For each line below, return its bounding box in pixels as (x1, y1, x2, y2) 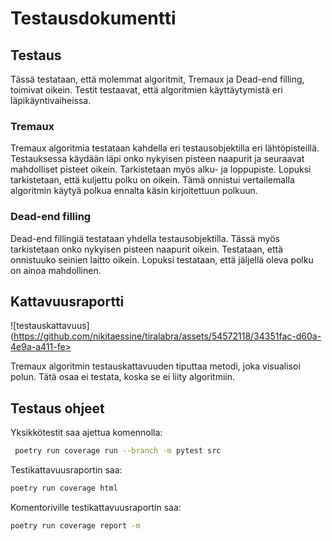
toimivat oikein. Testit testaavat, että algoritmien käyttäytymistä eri (10, 84, 283, 96)
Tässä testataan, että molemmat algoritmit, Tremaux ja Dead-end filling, (10, 73, 305, 85)
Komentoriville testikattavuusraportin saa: (10, 501, 182, 513)
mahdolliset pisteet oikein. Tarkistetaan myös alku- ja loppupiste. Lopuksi (10, 163, 312, 176)
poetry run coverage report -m (10, 520, 141, 531)
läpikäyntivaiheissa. (10, 95, 92, 106)
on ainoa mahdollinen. (10, 264, 102, 276)
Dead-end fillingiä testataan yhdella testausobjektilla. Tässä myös (10, 232, 280, 244)
